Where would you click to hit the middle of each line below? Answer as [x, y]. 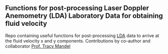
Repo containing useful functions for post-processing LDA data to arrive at [82, 35]
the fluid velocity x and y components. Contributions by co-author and [78, 41]
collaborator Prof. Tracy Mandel [38, 46]
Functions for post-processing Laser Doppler [77, 8]
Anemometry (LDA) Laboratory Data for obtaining [84, 16]
